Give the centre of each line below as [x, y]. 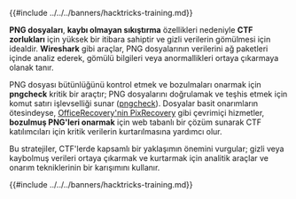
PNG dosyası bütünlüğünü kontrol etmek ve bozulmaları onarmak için [135, 84]
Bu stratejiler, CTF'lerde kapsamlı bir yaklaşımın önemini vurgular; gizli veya [147, 149]
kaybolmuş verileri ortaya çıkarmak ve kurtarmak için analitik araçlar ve [139, 158]
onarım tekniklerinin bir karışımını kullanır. [85, 168]
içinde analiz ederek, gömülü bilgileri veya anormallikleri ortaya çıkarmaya [144, 58]
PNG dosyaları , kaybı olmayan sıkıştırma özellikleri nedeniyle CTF [131, 30]
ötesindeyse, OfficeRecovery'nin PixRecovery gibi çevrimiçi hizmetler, [137, 113]
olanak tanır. [32, 67]
